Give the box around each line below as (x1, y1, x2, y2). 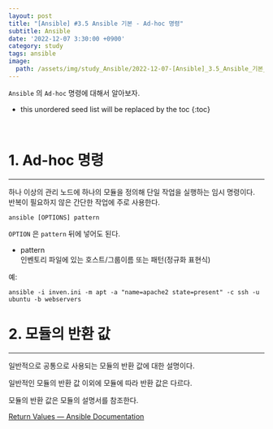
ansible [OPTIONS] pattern (8, 213, 100, 222)
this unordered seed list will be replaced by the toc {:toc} (19, 104, 211, 114)
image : (8, 58, 31, 66)
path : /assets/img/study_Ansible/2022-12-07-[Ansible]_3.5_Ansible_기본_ (15, 65, 267, 73)
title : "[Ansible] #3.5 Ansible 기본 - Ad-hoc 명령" (8, 19, 184, 28)
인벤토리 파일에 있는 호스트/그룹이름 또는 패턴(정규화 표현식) (19, 254, 211, 264)
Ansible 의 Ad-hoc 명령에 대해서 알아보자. (8, 88, 141, 97)
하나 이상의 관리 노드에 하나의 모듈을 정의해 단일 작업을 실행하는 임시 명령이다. (8, 187, 256, 197)
